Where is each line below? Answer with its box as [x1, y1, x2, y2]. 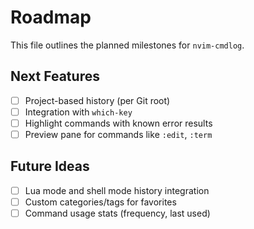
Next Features [10, 68, 100, 85]
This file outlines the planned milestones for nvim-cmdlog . [10, 39, 245, 51]
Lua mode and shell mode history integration [24, 184, 210, 196]
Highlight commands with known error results [24, 117, 213, 129]
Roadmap [10, 6, 92, 29]
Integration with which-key [24, 106, 133, 118]
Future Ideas [10, 158, 90, 175]
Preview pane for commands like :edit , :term [24, 128, 213, 140]
